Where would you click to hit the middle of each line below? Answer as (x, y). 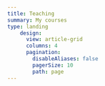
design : (31, 33)
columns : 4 (42, 46)
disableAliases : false (65, 59)
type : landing (28, 26)
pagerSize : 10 (53, 65)
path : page (48, 71)
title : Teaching (31, 14)
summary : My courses (37, 20)
